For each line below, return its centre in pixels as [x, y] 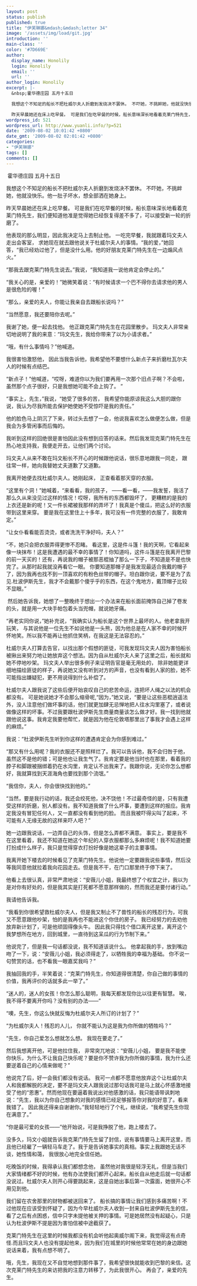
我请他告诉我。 [24, 899]
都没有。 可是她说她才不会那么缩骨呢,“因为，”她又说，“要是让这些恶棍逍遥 [94, 697]
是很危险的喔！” [26, 289]
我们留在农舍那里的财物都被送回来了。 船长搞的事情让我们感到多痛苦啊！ [94, 1201]
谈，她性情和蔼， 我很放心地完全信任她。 [56, 1154]
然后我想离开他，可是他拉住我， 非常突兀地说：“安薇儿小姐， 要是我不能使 [96, 1050]
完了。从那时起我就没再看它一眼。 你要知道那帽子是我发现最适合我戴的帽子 [97, 566]
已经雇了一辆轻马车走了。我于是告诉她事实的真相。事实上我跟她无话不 [101, 1146]
